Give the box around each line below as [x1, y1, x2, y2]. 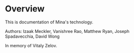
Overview [5, 3, 45, 14]
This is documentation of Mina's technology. [5, 19, 94, 25]
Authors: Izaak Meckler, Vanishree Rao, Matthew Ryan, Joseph [5, 28, 130, 34]
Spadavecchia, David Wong [5, 33, 60, 39]
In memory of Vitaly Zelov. [5, 42, 57, 48]
